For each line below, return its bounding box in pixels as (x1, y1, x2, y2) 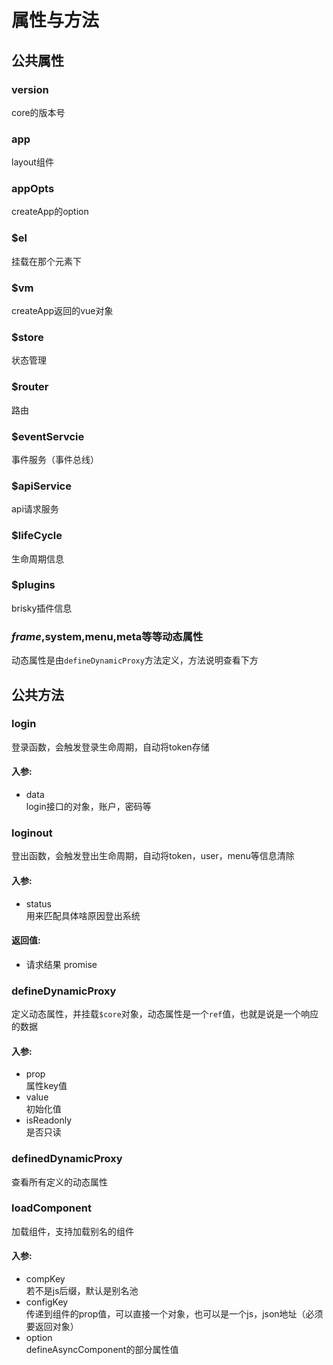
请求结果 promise (25, 958, 98, 970)
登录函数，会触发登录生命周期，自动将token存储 (11, 741, 210, 753)
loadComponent (11, 1201, 92, 1215)
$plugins (11, 578, 56, 592)
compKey (25, 1273, 66, 1285)
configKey (25, 1296, 69, 1308)
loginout (11, 826, 53, 840)
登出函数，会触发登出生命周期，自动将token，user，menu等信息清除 (11, 850, 295, 862)
